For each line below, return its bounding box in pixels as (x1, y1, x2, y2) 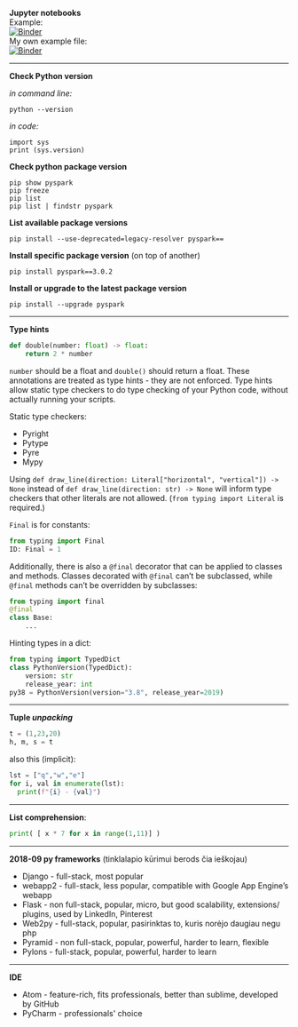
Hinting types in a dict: (9, 638, 91, 648)
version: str (25, 671, 74, 681)
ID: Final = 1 (9, 545, 62, 553)
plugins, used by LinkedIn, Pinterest (21, 908, 153, 919)
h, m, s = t (9, 737, 53, 747)
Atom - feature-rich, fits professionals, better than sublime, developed (21, 989, 278, 999)
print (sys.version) (9, 146, 86, 155)
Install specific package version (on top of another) (9, 251, 201, 260)
